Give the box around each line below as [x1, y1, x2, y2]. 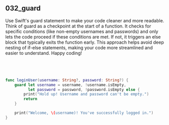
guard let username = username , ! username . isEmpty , [14, 82, 126, 87]
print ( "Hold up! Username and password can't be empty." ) [23, 91, 149, 97]
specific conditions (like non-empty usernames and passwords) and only [5, 28, 159, 35]
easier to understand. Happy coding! [5, 50, 82, 56]
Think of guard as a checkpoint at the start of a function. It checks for [5, 23, 151, 29]
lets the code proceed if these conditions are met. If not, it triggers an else [5, 34, 161, 40]
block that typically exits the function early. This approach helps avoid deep [5, 39, 164, 45]
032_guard [5, 4, 41, 13]
